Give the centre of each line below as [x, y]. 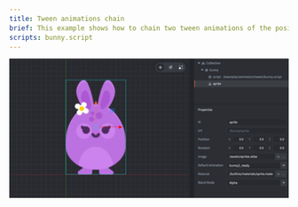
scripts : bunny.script [51, 37]
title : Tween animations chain [67, 19]
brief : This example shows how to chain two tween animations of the [141, 28]
